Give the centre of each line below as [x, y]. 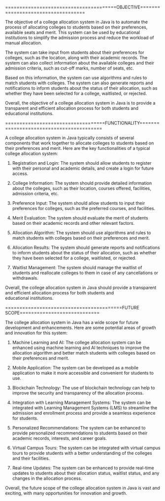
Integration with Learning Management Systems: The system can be [82, 402]
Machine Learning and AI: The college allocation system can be [77, 342]
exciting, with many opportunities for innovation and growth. [66, 493]
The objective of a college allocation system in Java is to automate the [76, 22]
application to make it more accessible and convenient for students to [83, 373]
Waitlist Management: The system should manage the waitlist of [77, 268]
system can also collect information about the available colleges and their [80, 63]
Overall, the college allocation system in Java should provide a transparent [81, 287]
